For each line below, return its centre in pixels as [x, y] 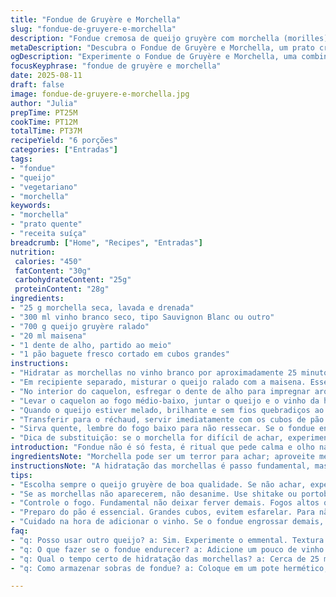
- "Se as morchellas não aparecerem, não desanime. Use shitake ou [154, 494]
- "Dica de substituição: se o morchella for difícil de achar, [147, 438]
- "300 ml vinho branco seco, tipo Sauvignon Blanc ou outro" [142, 317]
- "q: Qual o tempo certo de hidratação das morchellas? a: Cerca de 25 [165, 559]
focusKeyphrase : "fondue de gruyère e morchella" [116, 66]
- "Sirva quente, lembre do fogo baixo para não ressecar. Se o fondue [162, 429]
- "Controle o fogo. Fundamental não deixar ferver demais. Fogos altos [165, 503]
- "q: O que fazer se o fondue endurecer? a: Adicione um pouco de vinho [167, 549]
